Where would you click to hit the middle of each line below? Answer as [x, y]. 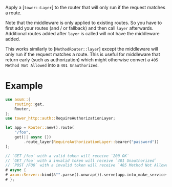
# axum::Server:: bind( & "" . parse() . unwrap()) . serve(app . [66, 175]
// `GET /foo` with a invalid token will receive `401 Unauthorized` [81, 160]
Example [24, 86]
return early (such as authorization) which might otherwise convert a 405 [82, 60]
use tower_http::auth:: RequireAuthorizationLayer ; [60, 119]
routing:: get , [29, 104]
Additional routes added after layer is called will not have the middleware [82, 33]
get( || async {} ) [33, 137]
